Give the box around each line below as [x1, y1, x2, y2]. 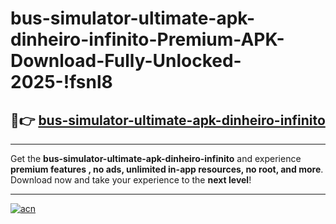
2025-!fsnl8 [10, 71, 113, 94]
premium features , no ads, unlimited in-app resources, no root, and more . [10, 163, 324, 175]
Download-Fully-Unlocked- [10, 50, 242, 72]
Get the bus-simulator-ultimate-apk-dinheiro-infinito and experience [10, 153, 302, 164]
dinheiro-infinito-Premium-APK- [10, 28, 285, 51]
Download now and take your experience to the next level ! [10, 174, 252, 186]
